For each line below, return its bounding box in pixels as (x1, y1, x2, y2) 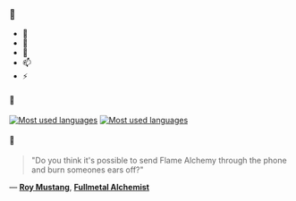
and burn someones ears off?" (30, 164, 145, 175)
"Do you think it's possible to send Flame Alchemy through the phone (30, 155, 288, 165)
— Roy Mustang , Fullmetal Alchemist (9, 181, 150, 192)
